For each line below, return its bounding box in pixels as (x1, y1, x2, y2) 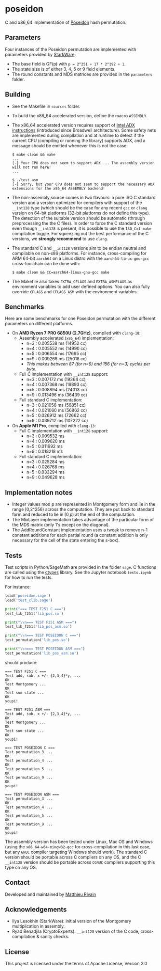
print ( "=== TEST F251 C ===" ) (5, 606, 66, 611)
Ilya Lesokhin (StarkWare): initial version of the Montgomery (12, 918, 132, 924)
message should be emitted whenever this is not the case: (12, 143, 128, 148)
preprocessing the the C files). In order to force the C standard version (12, 220, 152, 226)
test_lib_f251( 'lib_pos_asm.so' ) (5, 624, 72, 629)
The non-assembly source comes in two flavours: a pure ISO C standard (12, 194, 156, 200)
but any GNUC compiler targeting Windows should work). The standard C (5, 849, 147, 855)
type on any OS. (5, 864, 37, 870)
